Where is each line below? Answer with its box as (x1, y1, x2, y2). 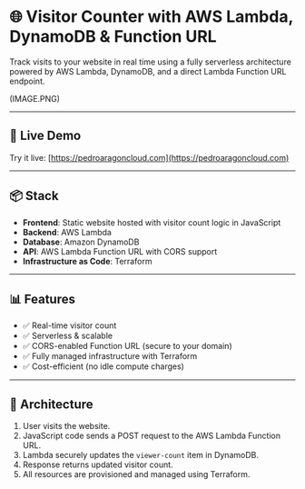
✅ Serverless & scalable (22, 330, 113, 342)
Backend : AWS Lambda (22, 226, 112, 237)
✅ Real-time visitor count (22, 320, 117, 331)
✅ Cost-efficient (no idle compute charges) (22, 361, 184, 372)
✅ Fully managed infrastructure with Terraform (22, 351, 198, 362)
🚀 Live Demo (9, 128, 82, 144)
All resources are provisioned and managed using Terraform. (22, 469, 251, 480)
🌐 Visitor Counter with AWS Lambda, (9, 6, 293, 27)
